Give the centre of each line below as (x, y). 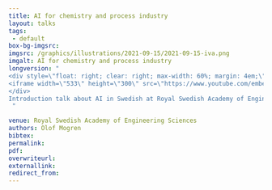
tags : (17, 31)
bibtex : (21, 136)
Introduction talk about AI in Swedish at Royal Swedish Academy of (126, 99)
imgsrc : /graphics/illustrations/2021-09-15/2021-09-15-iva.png (119, 53)
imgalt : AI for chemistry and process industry (90, 61)
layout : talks (32, 23)
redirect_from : (34, 173)
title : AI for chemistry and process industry (88, 16)
